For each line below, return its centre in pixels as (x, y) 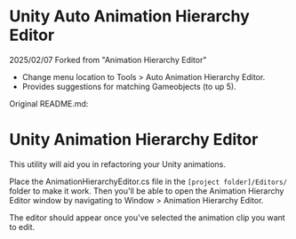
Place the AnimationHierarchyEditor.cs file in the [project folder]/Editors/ (148, 181)
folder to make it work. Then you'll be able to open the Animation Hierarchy (147, 191)
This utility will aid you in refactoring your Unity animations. (118, 164)
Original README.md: (49, 103)
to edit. (22, 227)
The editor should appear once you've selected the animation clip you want (148, 217)
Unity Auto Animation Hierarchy (130, 16)
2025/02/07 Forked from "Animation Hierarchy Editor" (108, 60)
